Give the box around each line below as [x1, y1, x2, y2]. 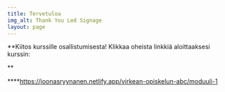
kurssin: [7, 50, 30, 58]
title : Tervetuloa [7, 10, 61, 18]
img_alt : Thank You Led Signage [7, 17, 102, 24]
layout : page [7, 23, 46, 30]
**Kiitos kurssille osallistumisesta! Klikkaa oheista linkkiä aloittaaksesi [7, 43, 210, 51]
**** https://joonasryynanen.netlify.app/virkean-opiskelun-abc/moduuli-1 [7, 77, 218, 86]
